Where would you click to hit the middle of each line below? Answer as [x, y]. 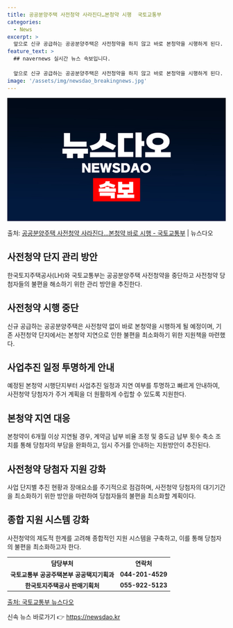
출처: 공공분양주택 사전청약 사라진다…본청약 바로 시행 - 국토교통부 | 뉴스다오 [110, 233]
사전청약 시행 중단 [43, 308]
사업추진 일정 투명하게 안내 [61, 368]
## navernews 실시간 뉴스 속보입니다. [62, 59]
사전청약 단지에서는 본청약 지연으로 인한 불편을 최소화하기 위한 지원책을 [111, 335]
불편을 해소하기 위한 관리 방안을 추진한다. [87, 284]
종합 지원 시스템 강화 [48, 520]
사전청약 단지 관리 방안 [53, 257]
